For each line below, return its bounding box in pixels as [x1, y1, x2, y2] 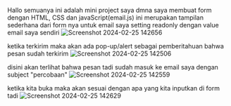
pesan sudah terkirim [7, 49, 69, 58]
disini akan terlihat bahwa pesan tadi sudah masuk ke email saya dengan [7, 63, 218, 71]
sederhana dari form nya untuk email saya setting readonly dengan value [7, 21, 220, 29]
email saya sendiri [7, 28, 60, 37]
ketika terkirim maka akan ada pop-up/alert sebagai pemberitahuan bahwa [7, 42, 224, 50]
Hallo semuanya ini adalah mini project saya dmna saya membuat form [7, 6, 213, 14]
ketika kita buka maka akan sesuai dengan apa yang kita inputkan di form [7, 84, 220, 92]
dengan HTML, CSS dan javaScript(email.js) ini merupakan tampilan [7, 13, 204, 22]
